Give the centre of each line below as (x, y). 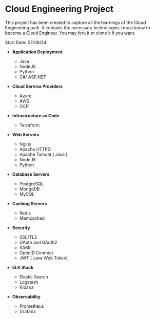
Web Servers (26, 134)
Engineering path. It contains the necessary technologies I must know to (77, 27)
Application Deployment (37, 52)
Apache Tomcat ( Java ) (43, 154)
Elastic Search (34, 276)
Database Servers (31, 174)
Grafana (28, 311)
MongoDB (29, 189)
